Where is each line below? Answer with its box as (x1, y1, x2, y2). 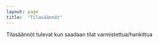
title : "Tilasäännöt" (6, 14, 63, 20)
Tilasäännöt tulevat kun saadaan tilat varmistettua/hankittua (6, 30, 153, 38)
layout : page (6, 8, 39, 15)
